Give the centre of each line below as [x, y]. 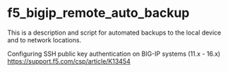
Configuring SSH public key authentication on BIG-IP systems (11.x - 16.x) [114, 54]
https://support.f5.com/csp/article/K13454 [69, 61]
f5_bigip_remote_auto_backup [98, 13]
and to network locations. [44, 40]
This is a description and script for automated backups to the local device [114, 32]
